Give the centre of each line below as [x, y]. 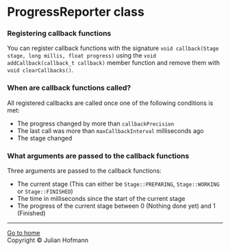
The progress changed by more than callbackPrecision [95, 123]
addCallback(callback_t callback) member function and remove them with [114, 63]
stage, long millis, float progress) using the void [81, 56]
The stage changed [44, 138]
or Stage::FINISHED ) [45, 191]
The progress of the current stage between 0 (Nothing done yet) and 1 [116, 206]
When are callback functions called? [69, 88]
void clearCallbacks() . [40, 70]
